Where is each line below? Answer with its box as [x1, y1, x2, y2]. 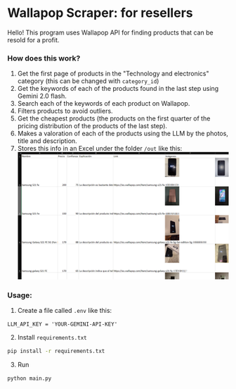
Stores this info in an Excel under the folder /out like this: [17, 144, 183, 153]
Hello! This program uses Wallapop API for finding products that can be [7, 28, 214, 37]
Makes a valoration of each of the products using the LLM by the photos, [17, 129, 228, 138]
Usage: [7, 290, 33, 300]
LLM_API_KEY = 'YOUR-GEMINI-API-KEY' [7, 321, 118, 328]
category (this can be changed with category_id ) [17, 77, 159, 85]
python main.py [7, 375, 52, 382]
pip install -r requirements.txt [7, 347, 105, 355]
